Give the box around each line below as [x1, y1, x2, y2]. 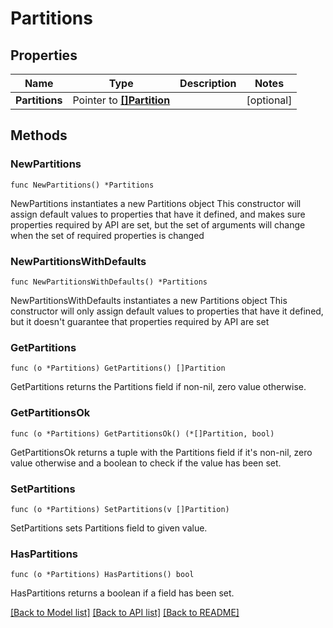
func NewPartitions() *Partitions [10, 180, 155, 190]
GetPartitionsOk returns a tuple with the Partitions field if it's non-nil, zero [10, 446, 313, 458]
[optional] [246, 93, 293, 107]
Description [179, 77, 237, 90]
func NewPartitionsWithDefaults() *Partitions [10, 277, 208, 287]
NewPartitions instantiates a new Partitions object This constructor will [10, 197, 302, 209]
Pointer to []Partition [72, 93, 171, 107]
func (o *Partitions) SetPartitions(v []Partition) [10, 504, 230, 514]
